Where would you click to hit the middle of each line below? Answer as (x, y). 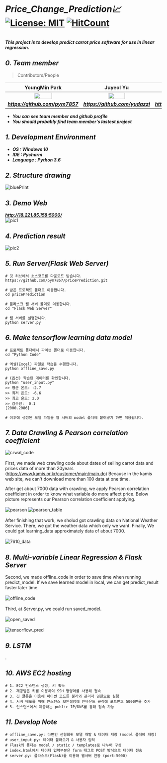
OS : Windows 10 (30, 149)
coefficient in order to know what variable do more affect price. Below (77, 494)
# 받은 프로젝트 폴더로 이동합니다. (36, 290)
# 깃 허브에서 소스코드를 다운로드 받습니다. (44, 276)
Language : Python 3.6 (37, 160)
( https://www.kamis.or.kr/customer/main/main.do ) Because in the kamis (79, 474)
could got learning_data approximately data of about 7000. (65, 531)
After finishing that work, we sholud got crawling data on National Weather (82, 520)
